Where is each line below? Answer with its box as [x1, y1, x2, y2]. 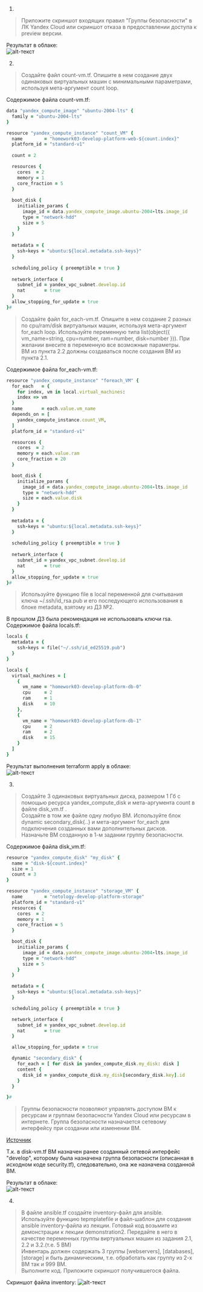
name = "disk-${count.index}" [11, 860, 88, 866]
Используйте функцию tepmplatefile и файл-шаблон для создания [21, 1216, 192, 1223]
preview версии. [21, 30, 63, 37]
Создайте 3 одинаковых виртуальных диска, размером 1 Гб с [21, 792, 181, 800]
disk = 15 [22, 735, 56, 741]
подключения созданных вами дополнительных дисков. [21, 825, 167, 832]
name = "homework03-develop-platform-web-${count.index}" [11, 136, 180, 142]
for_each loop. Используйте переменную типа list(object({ [21, 328, 170, 335]
